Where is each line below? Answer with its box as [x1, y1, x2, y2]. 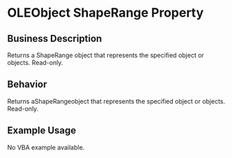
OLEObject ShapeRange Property [7, 5, 204, 21]
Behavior [7, 79, 47, 90]
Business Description [7, 33, 102, 45]
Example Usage [7, 125, 77, 136]
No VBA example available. [7, 143, 85, 151]
